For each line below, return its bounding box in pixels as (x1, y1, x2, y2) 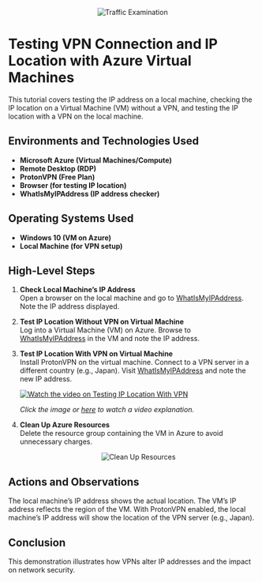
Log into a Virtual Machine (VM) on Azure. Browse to (19, 325, 192, 335)
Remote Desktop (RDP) (19, 163, 97, 173)
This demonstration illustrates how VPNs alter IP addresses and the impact (8, 557, 251, 566)
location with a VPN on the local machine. (8, 111, 144, 121)
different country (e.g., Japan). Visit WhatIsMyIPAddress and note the (19, 366, 246, 375)
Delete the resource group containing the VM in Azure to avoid (19, 429, 223, 438)
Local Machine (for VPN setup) (19, 241, 123, 250)
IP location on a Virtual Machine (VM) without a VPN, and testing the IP (8, 103, 238, 112)
